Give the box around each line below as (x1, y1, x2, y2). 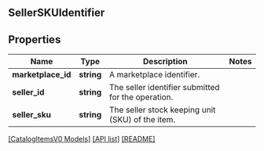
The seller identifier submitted (108, 82, 220, 93)
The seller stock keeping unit (108, 105, 216, 116)
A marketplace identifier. (108, 70, 200, 81)
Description (142, 56, 188, 67)
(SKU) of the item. (108, 114, 176, 125)
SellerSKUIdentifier (8, 6, 105, 20)
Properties (8, 33, 61, 46)
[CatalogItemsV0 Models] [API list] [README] (8, 135, 156, 144)
